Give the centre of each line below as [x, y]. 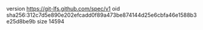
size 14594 [51, 21]
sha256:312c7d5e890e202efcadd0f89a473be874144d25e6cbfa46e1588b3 [102, 15]
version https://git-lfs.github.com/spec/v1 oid [63, 9]
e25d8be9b [21, 21]
